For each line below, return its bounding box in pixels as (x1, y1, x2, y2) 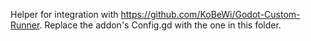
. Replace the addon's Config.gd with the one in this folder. (39, 19, 282, 31)
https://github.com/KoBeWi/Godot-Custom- (120, 9, 301, 20)
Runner (10, 19, 40, 31)
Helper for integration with (10, 9, 119, 20)
